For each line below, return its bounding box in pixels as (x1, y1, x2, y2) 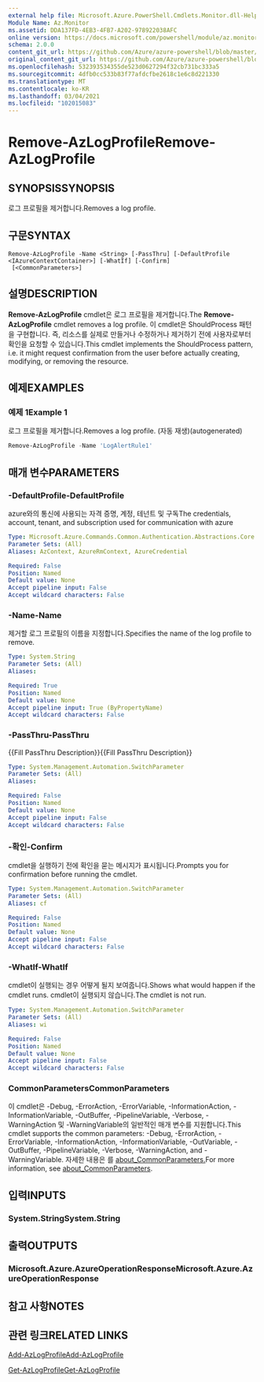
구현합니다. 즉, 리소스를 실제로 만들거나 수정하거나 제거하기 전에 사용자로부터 (16, 329, 251, 339)
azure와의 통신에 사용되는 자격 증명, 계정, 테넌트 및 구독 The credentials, (8, 509, 232, 518)
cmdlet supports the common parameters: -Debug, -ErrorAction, (8, 1129, 218, 1138)
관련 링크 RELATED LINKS (8, 1328, 128, 1342)
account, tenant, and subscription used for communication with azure (8, 518, 233, 527)
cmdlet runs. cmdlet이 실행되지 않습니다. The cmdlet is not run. (8, 990, 207, 1000)
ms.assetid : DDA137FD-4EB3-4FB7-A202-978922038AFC (8, 26, 178, 34)
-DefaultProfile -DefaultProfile (8, 490, 124, 501)
